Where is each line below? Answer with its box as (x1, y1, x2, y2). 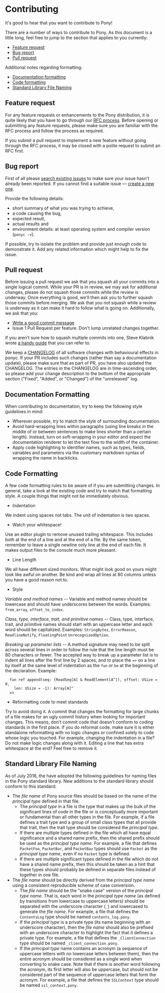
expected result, (12, 215, 46, 221)
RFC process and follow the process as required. (5, 128, 104, 134)
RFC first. (5, 147, 25, 154)
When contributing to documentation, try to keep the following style (5, 403, 143, 409)
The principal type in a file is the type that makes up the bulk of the (19, 803, 156, 809)
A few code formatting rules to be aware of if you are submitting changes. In (5, 482, 160, 488)
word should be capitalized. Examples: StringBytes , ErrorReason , (5, 627, 137, 632)
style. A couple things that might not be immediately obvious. (5, 493, 130, 499)
